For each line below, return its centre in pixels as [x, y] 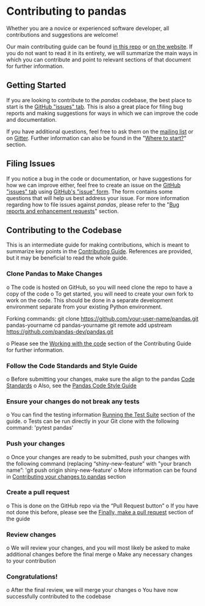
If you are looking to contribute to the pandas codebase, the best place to [99, 100]
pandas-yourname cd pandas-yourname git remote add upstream [89, 325]
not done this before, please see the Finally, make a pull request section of [100, 512]
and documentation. [31, 119]
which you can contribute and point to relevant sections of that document [99, 59]
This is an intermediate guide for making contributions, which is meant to [98, 245]
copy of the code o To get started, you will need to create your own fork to [100, 294]
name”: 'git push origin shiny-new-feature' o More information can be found [102, 470]
